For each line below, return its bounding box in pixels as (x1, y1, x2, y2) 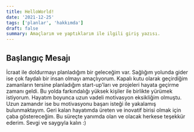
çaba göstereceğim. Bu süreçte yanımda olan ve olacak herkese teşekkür (6, 112, 186, 120)
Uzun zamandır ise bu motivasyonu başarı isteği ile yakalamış (6, 100, 156, 107)
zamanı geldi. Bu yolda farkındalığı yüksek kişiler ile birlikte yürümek (6, 87, 173, 95)
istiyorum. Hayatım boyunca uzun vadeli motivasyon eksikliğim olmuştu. (6, 93, 182, 101)
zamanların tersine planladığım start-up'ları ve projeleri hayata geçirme (6, 81, 179, 88)
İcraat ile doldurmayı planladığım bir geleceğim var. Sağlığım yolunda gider (6, 68, 188, 76)
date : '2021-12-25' (6, 14, 55, 20)
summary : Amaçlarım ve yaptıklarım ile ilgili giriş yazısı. (6, 31, 161, 37)
